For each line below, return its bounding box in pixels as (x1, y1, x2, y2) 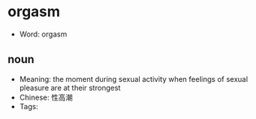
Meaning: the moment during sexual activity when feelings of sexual (19, 74, 249, 83)
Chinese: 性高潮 (19, 92, 73, 102)
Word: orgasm (19, 29, 67, 39)
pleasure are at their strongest (19, 83, 121, 92)
